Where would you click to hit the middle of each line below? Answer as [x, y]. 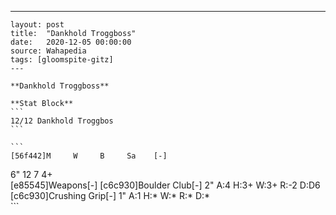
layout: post [37, 25]
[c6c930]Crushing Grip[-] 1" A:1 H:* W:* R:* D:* [110, 195]
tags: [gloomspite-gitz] [62, 60]
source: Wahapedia [48, 51]
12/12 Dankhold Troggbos [62, 121]
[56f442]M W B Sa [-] [89, 156]
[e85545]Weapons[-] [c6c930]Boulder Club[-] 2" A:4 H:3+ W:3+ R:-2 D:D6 [165, 185]
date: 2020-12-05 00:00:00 [71, 42]
